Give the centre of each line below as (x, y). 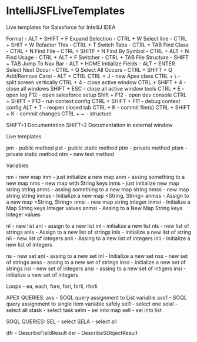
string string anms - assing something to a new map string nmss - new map (98, 189)
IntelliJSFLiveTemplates (66, 11)
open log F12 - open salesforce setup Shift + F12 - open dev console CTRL (96, 95)
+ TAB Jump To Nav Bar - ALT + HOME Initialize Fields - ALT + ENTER (91, 64)
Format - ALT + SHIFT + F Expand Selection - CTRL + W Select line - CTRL (96, 38)
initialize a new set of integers (42, 274)
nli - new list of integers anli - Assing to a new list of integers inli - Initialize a (98, 238)
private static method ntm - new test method (60, 154)
